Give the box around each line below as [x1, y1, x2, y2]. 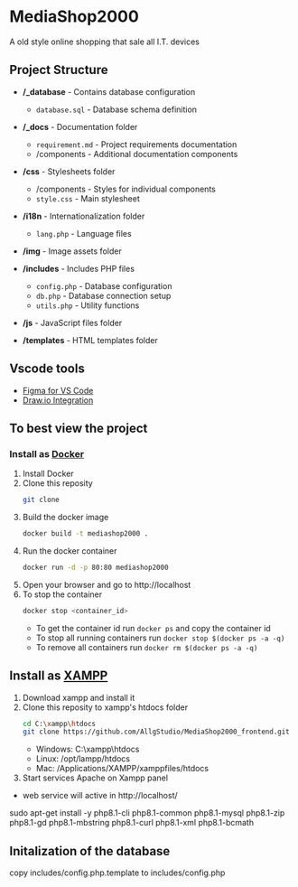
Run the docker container [22, 546, 117, 556]
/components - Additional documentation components [35, 148, 238, 159]
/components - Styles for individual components [35, 183, 217, 194]
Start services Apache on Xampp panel [22, 772, 169, 783]
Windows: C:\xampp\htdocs [35, 743, 140, 755]
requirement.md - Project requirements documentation [35, 138, 237, 150]
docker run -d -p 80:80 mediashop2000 [22, 563, 169, 572]
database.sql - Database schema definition [35, 104, 197, 115]
